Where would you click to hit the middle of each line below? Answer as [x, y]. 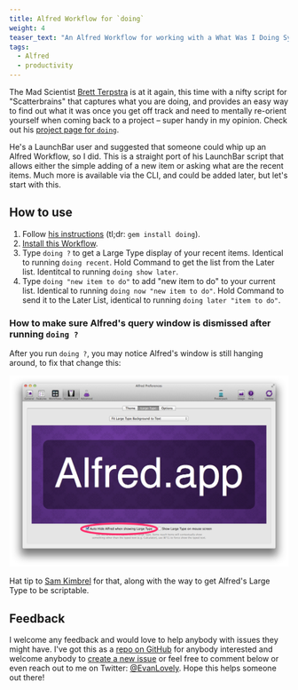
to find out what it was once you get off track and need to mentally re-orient [148, 111]
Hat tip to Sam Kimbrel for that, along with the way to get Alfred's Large [140, 581]
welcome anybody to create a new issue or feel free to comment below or [144, 658]
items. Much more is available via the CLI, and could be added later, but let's [149, 175]
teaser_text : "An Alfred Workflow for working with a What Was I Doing [144, 37]
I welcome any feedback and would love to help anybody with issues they [144, 639]
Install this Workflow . [60, 243]
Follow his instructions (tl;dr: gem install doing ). [111, 234]
